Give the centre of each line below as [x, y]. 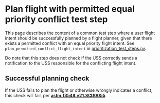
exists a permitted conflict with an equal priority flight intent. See [70, 43]
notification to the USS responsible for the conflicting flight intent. [71, 63]
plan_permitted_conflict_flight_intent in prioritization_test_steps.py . [76, 48]
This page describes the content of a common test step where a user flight [80, 33]
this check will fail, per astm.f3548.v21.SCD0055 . [56, 95]
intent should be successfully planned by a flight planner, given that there [79, 38]
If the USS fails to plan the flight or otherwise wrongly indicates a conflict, [79, 90]
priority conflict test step [56, 19]
